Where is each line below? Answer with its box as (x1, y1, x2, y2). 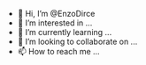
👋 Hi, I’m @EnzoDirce (17, 9, 96, 18)
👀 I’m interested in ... (17, 18, 93, 28)
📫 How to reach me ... (17, 47, 100, 56)
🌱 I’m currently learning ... (17, 27, 112, 37)
